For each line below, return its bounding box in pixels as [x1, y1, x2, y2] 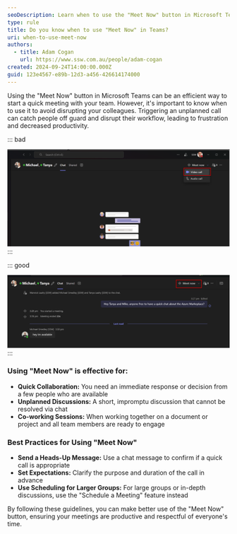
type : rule [7, 18, 39, 26]
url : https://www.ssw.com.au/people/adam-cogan [20, 57, 162, 64]
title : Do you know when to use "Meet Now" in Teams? [7, 26, 169, 33]
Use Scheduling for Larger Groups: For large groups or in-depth [17, 484, 206, 492]
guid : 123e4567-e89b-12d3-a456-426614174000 [7, 71, 140, 78]
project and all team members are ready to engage [17, 420, 165, 428]
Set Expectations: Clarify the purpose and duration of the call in [17, 468, 205, 477]
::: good [7, 261, 30, 269]
